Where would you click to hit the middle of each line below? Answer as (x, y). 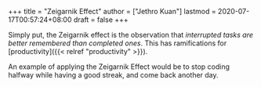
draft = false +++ (101, 20)
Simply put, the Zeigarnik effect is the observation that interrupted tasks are (130, 35)
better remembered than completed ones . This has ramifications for (118, 43)
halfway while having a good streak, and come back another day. (113, 75)
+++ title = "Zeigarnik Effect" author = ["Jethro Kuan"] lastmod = (112, 11)
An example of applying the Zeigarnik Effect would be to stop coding (119, 67)
